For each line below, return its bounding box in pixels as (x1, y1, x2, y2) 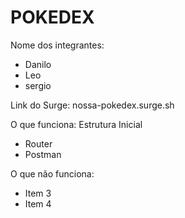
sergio (24, 79, 52, 91)
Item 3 (24, 187, 52, 199)
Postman (24, 148, 62, 160)
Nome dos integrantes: (10, 39, 105, 51)
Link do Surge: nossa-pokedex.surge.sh (10, 99, 175, 111)
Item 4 (24, 197, 52, 210)
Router (24, 137, 53, 150)
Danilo (24, 58, 52, 70)
